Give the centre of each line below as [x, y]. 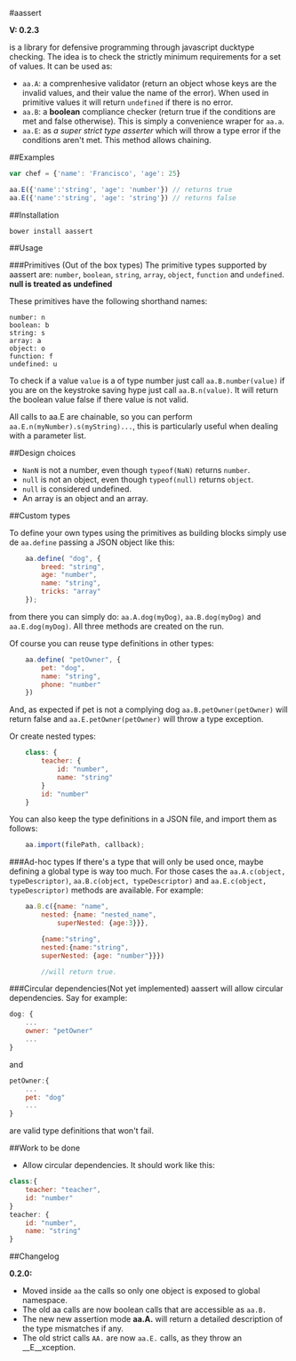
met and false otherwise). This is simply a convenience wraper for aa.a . [153, 121]
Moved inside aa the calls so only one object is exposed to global [141, 1291]
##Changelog [34, 1256]
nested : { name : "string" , [85, 947]
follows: [24, 829]
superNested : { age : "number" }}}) [103, 956]
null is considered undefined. [76, 489]
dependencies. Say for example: [68, 998]
